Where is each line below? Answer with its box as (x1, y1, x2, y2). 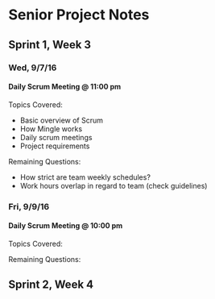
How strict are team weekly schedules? (19, 172, 151, 182)
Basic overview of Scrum (19, 115, 103, 125)
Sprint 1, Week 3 (8, 38, 91, 52)
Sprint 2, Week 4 (8, 278, 94, 292)
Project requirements (19, 141, 90, 151)
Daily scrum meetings (19, 132, 93, 142)
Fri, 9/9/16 (8, 201, 50, 212)
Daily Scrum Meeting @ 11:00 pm (8, 82, 122, 92)
